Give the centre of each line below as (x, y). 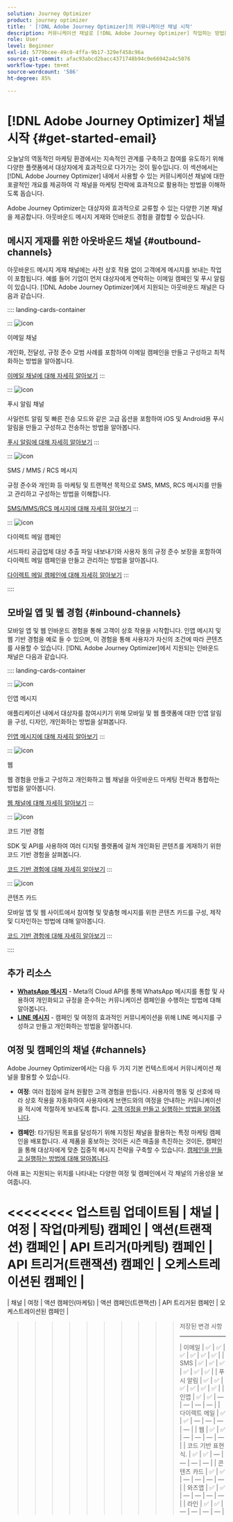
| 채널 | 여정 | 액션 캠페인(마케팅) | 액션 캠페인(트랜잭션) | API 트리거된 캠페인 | (113, 1302)
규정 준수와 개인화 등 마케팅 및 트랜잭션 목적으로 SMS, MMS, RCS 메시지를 (109, 485)
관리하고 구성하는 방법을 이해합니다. (62, 494)
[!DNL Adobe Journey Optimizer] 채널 (116, 121)
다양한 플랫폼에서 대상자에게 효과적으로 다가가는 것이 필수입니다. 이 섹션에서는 (113, 167)
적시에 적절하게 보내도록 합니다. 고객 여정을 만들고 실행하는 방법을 (113, 1109)
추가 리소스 (29, 973)
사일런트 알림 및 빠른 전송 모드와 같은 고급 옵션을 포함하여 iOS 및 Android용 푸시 (115, 419)
